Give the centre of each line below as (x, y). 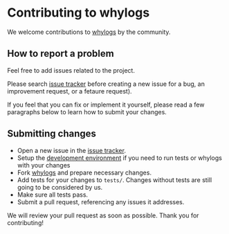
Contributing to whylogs (79, 13)
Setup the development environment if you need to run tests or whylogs (120, 158)
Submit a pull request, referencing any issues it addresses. (101, 201)
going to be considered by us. (60, 187)
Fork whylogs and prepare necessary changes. (84, 172)
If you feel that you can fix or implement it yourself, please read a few (106, 105)
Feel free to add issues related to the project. (71, 70)
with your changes (44, 165)
